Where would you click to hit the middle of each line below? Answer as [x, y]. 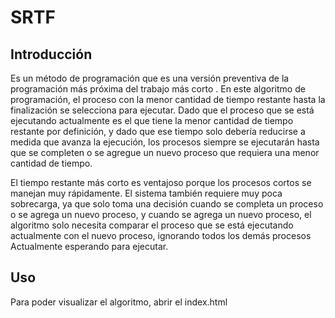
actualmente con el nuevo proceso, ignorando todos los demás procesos [161, 235]
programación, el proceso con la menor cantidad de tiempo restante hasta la [168, 99]
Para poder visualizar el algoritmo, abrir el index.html [119, 302]
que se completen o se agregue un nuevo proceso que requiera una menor [165, 152]
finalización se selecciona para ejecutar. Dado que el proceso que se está [162, 110]
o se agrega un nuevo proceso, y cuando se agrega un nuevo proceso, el [161, 214]
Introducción [51, 54]
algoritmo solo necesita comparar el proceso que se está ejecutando [152, 225]
